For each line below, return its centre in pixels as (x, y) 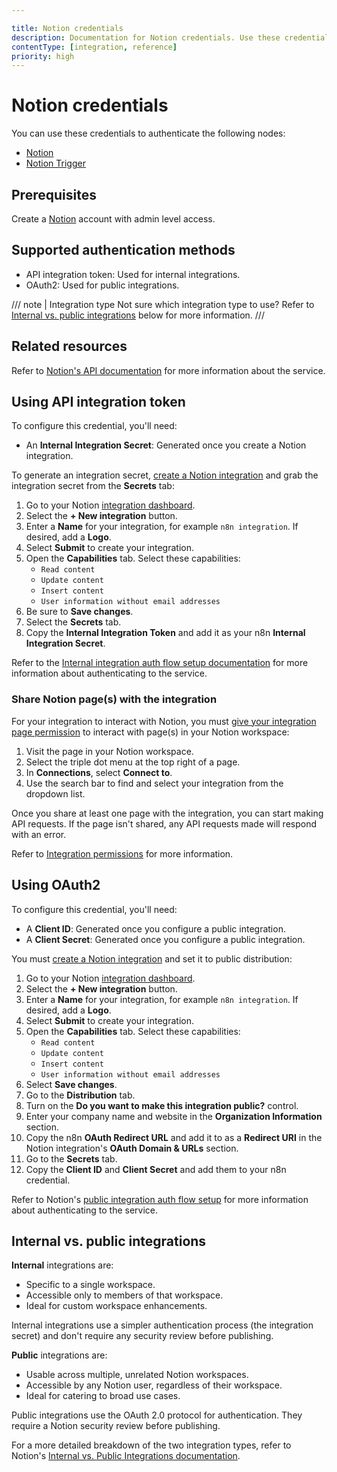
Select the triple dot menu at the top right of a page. (133, 762)
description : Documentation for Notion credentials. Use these (146, 37)
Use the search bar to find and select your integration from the (154, 783)
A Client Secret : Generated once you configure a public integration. (165, 939)
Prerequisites (54, 194)
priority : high (43, 56)
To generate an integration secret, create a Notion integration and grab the (165, 475)
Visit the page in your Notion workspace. (109, 751)
